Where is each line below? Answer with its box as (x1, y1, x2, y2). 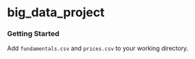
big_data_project (7, 5, 105, 20)
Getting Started (7, 29, 60, 39)
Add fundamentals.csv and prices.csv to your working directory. (7, 44, 189, 52)
